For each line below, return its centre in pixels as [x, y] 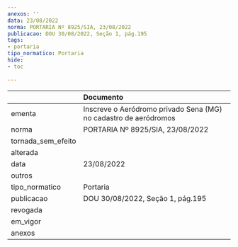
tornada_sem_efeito [44, 141]
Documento [103, 97]
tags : [15, 40]
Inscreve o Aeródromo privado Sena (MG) [153, 109]
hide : [15, 60]
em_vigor [26, 222]
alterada [25, 152]
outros [22, 176]
